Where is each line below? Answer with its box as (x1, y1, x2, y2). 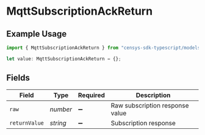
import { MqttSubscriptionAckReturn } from (6, 45, 119, 51)
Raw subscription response (110, 101, 189, 109)
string (49, 119, 67, 127)
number (49, 105, 73, 114)
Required (78, 90, 105, 99)
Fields (6, 73, 31, 83)
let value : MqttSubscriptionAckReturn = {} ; (6, 56, 121, 62)
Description (135, 90, 171, 99)
